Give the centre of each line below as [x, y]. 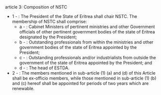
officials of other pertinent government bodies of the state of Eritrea [87, 32]
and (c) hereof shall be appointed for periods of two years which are [80, 83]
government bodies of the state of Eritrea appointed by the [78, 47]
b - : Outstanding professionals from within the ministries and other [86, 42]
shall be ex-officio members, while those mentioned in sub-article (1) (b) [84, 78]
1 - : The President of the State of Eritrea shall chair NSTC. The [74, 16]
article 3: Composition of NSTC [36, 7]
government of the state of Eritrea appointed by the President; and [86, 63]
